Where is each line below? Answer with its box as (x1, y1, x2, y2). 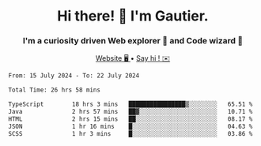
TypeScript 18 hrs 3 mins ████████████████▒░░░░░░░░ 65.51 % (8, 100, 253, 109)
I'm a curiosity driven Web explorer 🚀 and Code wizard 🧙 (22, 36, 244, 47)
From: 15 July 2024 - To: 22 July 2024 (8, 72, 140, 80)
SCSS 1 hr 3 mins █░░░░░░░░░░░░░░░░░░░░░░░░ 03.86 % (8, 129, 253, 137)
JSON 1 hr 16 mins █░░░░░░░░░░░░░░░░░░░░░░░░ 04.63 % (8, 122, 253, 130)
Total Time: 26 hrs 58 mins (8, 86, 101, 94)
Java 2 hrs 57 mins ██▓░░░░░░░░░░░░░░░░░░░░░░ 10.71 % (8, 108, 253, 116)
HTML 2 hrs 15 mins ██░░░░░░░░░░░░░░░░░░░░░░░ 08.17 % (8, 114, 253, 123)
